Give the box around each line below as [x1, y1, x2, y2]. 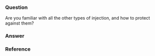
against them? [5, 20, 34, 26]
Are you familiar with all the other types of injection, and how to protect [5, 15, 150, 21]
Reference [5, 46, 31, 53]
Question [5, 4, 28, 11]
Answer [5, 32, 25, 39]
